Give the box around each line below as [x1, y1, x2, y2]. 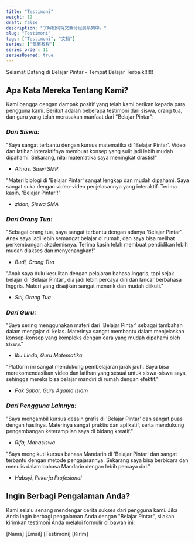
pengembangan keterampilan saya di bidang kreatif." [6, 427, 134, 434]
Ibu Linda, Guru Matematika [14, 352, 83, 359]
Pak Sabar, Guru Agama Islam [14, 387, 88, 394]
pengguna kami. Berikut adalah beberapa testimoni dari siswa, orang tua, [6, 107, 183, 114]
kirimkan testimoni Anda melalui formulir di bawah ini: [6, 519, 135, 526]
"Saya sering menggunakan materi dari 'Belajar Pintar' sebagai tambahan [6, 322, 183, 329]
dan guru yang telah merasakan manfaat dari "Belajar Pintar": [6, 113, 154, 120]
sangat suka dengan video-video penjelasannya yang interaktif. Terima [6, 183, 177, 190]
